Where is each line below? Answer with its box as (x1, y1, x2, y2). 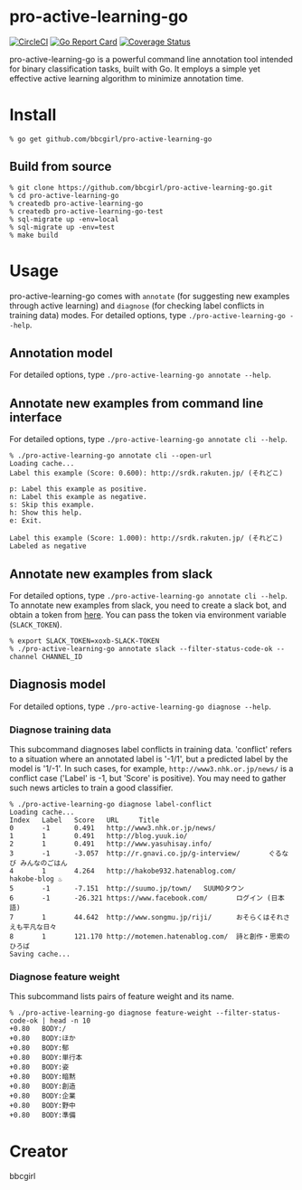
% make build (9, 231, 59, 240)
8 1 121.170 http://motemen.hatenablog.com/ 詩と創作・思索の (9, 932, 291, 941)
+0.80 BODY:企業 (9, 1091, 76, 1100)
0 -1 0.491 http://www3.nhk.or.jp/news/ (9, 824, 217, 833)
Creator (9, 1141, 69, 1161)
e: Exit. (9, 516, 42, 525)
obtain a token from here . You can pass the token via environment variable (9, 609, 287, 620)
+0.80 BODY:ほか (9, 1034, 76, 1044)
